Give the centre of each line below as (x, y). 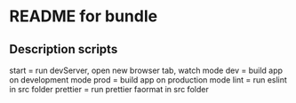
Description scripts (64, 49)
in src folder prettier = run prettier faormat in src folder (109, 89)
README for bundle (84, 16)
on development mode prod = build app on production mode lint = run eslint (148, 80)
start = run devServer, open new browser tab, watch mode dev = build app (146, 70)
